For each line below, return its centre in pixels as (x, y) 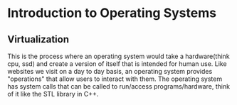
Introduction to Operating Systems (112, 13)
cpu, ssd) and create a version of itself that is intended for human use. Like (117, 64)
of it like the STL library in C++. (53, 94)
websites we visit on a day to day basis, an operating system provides (110, 71)
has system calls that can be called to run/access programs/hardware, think (118, 86)
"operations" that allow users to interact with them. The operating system (115, 79)
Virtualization (38, 39)
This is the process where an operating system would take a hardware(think (118, 56)
